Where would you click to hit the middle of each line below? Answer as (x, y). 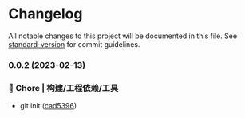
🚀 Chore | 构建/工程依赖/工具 (63, 88)
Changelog (45, 14)
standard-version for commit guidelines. (74, 44)
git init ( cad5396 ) (48, 106)
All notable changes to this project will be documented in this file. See (123, 36)
